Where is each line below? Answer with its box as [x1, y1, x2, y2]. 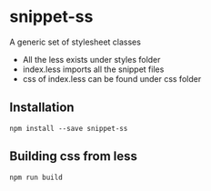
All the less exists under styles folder [22, 54, 161, 65]
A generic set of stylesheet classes [9, 36, 141, 47]
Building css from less [9, 148, 138, 165]
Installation [9, 100, 75, 116]
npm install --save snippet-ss [9, 124, 128, 133]
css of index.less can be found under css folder [22, 73, 202, 84]
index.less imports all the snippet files [22, 64, 165, 75]
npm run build [9, 173, 64, 182]
